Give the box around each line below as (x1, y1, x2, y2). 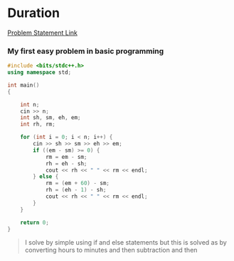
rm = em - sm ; (45, 153, 87, 160)
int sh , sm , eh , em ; (20, 114, 81, 121)
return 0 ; (20, 218, 50, 226)
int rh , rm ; (20, 121, 55, 128)
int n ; (20, 101, 40, 108)
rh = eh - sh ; (45, 160, 87, 167)
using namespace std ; (7, 69, 72, 76)
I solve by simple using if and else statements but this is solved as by (24, 238, 228, 247)
